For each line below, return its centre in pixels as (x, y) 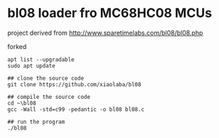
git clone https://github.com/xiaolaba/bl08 (74, 84)
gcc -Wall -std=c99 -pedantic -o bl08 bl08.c (76, 109)
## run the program (36, 122)
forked (17, 46)
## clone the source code (46, 78)
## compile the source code (49, 97)
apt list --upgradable (41, 59)
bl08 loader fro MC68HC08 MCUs (109, 13)
